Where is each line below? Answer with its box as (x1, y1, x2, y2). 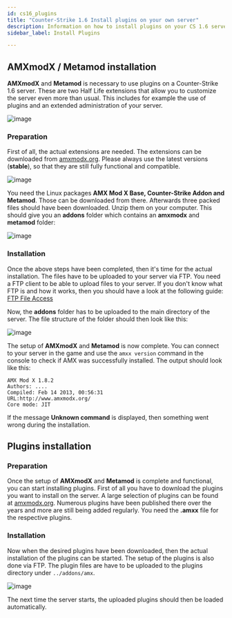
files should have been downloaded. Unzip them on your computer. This (7, 204, 213, 212)
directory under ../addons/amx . (7, 568, 95, 577)
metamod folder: (7, 218, 56, 226)
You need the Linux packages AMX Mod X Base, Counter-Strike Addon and (7, 189, 225, 197)
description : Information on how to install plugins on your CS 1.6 (7, 23, 209, 30)
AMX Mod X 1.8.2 (7, 377, 54, 384)
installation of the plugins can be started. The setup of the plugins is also (7, 554, 214, 562)
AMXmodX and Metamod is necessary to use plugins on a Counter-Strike (7, 79, 219, 88)
